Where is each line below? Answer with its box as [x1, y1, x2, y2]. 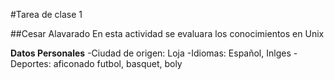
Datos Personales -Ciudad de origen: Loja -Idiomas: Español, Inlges [10, 47, 292, 59]
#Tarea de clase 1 [10, 9, 83, 20]
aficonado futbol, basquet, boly [53, 58, 183, 69]
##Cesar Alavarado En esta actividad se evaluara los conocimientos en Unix [10, 28, 325, 39]
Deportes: [10, 58, 52, 69]
